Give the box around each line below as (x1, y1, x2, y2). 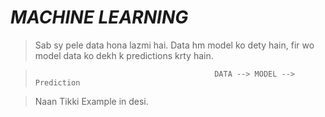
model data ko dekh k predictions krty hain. (34, 49, 214, 61)
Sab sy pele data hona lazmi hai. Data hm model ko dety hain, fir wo (34, 39, 315, 51)
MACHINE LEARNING (10, 6, 189, 29)
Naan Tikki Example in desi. (34, 95, 149, 107)
